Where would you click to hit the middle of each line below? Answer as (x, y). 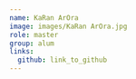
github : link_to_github (62, 60)
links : (22, 52)
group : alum (32, 43)
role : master (34, 35)
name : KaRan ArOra (44, 18)
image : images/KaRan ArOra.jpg (68, 26)
